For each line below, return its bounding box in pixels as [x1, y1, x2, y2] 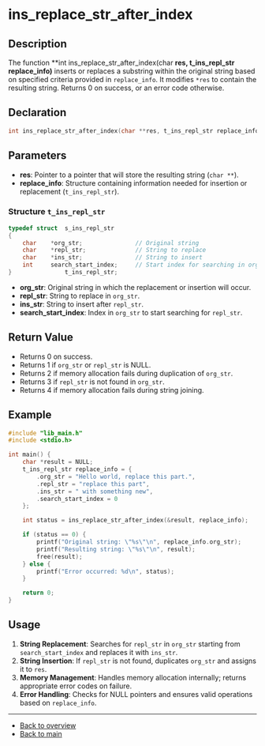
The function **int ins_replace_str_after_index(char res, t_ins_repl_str [8, 58, 235, 67]
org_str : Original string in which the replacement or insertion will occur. [19, 282, 252, 292]
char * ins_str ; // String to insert [22, 254, 203, 262]
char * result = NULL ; [22, 458, 93, 466]
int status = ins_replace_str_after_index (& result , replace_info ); [22, 516, 248, 525]
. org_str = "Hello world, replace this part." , [36, 473, 196, 480]
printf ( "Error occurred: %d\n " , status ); [36, 567, 175, 575]
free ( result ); [36, 552, 83, 560]
